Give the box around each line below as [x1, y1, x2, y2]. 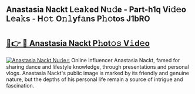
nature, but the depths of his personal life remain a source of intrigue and [6, 76, 183, 83]
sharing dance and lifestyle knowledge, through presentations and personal [6, 63, 189, 70]
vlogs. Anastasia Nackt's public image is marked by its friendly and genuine [6, 70, 190, 76]
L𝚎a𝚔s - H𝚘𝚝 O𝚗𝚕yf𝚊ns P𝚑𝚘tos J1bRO [6, 14, 151, 24]
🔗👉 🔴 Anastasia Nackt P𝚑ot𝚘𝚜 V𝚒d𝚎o [6, 38, 150, 48]
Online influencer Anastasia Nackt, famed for [71, 57, 180, 63]
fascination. [6, 82, 35, 89]
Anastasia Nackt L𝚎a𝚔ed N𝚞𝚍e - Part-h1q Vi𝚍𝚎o [6, 5, 187, 15]
